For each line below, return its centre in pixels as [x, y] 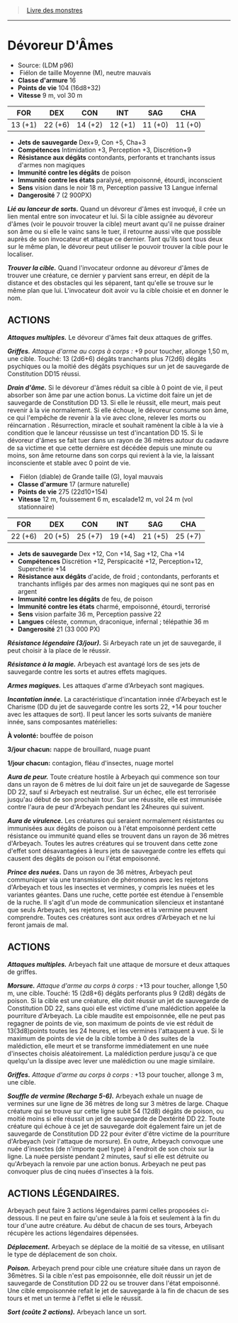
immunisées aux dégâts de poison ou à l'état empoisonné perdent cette [112, 828]
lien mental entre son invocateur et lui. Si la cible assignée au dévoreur [110, 216]
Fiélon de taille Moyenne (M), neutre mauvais [85, 72]
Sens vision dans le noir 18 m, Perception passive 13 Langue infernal [118, 187]
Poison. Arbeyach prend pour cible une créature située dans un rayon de [114, 1268]
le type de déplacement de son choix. [62, 1254]
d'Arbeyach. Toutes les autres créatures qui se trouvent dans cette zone [113, 843]
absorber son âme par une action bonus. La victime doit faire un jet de [110, 395]
